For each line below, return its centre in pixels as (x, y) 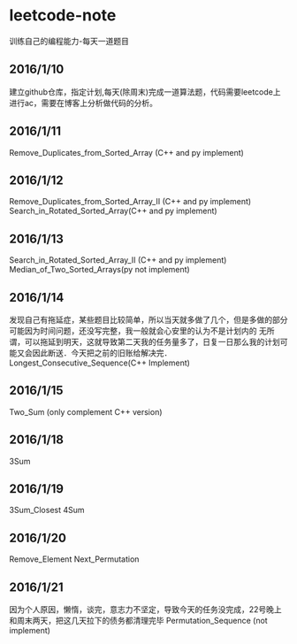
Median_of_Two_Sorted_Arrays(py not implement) (99, 270)
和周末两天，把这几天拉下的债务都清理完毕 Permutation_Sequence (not (138, 621)
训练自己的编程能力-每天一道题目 (69, 41)
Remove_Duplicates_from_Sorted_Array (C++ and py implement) (127, 152)
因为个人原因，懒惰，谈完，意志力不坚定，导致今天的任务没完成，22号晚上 (146, 609)
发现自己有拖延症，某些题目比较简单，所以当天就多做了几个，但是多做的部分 (148, 320)
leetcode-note (63, 15)
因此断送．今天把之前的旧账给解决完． (102, 353)
